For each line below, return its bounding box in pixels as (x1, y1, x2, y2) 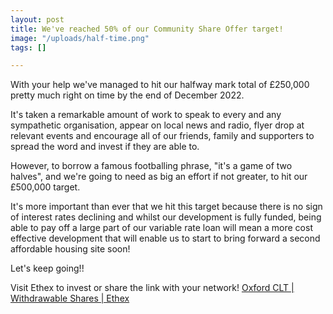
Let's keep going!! (10, 262, 85, 275)
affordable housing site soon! (10, 243, 131, 255)
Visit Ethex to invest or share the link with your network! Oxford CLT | (10, 282, 295, 294)
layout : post (10, 14, 65, 25)
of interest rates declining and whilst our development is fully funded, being (10, 211, 322, 223)
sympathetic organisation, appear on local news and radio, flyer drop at (10, 119, 305, 131)
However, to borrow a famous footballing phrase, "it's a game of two (10, 160, 293, 172)
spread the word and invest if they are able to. (10, 141, 200, 153)
